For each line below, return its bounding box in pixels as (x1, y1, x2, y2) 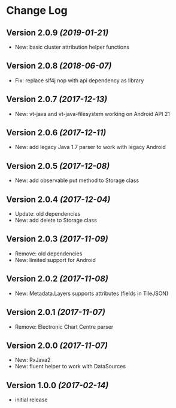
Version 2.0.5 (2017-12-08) (6, 160, 110, 171)
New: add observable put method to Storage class (14, 177, 139, 184)
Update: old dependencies (14, 210, 81, 218)
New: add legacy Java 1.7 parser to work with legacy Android (14, 144, 166, 151)
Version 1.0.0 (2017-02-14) (6, 380, 109, 391)
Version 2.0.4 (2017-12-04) (6, 194, 111, 204)
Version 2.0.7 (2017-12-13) (6, 94, 108, 105)
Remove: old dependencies (14, 250, 83, 257)
